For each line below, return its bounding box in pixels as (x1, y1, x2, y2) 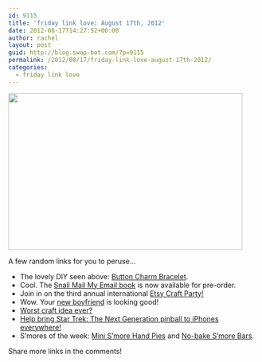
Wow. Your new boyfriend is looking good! (19, 297, 159, 306)
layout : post (8, 41, 52, 49)
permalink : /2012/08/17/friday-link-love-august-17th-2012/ (8, 56, 213, 64)
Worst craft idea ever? (19, 306, 93, 315)
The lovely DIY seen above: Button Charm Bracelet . (19, 271, 189, 281)
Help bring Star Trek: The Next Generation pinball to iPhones (19, 313, 219, 323)
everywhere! (19, 322, 61, 332)
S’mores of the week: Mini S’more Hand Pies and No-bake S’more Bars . (19, 331, 255, 341)
